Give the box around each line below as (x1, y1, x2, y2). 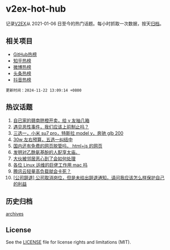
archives (6, 211, 24, 217)
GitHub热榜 (13, 51, 37, 57)
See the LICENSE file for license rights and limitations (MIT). (6, 239, 131, 245)
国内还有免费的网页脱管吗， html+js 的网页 (13, 143, 103, 149)
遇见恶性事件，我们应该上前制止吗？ (13, 123, 89, 130)
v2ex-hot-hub (6, 3, 66, 15)
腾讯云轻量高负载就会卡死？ (13, 168, 72, 174)
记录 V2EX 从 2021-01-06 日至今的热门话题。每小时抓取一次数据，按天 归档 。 (6, 20, 164, 26)
